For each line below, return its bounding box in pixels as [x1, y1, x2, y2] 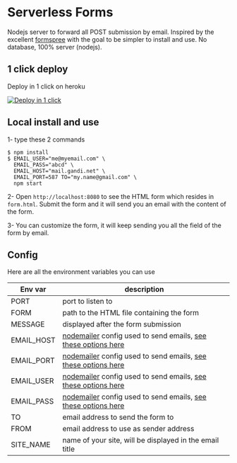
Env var [20, 285, 47, 295]
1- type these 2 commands [7, 135, 85, 144]
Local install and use [7, 116, 99, 128]
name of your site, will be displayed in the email [62, 435, 219, 445]
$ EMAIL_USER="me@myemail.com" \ [7, 155, 106, 162]
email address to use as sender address [62, 424, 195, 434]
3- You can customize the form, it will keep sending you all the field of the [7, 221, 222, 229]
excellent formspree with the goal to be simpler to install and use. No [7, 35, 207, 43]
